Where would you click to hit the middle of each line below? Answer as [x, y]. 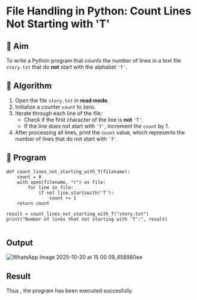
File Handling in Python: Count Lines [99, 11]
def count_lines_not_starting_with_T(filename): [68, 172]
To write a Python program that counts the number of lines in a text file [94, 61]
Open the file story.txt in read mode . [62, 100]
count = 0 [29, 177]
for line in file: [51, 187]
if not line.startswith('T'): [76, 193]
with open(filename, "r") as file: [62, 182]
